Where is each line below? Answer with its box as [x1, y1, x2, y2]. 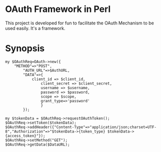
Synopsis [5, 43, 45, 54]
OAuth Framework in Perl [5, 3, 111, 15]
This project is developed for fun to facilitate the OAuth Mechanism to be [5, 20, 154, 26]
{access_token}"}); [5, 133, 46, 138]
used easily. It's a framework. [5, 25, 66, 31]
